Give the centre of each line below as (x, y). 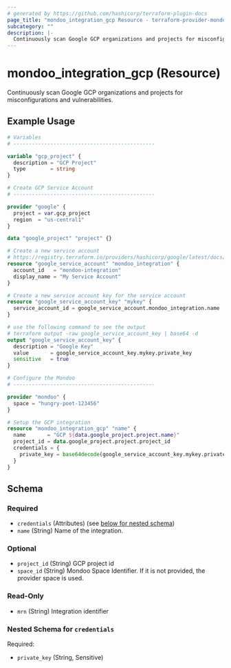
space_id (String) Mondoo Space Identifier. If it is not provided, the (111, 571)
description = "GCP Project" (55, 163)
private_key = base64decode (59, 454)
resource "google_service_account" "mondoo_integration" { (93, 264)
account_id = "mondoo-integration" (67, 270)
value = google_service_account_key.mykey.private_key (103, 353)
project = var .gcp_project (52, 213)
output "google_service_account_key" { (64, 340)
